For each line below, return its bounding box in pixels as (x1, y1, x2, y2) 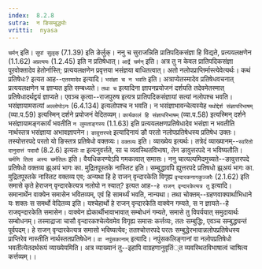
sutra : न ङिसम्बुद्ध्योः (8, 19, 67, 27)
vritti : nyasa (8, 26, 58, 34)
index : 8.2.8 (8, 11, 55, 20)
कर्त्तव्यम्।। (8, 252, 37, 261)
